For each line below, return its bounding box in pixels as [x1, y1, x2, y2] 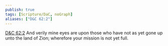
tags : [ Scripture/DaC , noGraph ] [5, 12, 73, 17]
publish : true [5, 7, 35, 12]
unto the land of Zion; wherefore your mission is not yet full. [5, 35, 129, 41]
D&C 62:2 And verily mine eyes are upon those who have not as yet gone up [5, 30, 163, 36]
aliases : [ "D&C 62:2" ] [5, 16, 53, 21]
